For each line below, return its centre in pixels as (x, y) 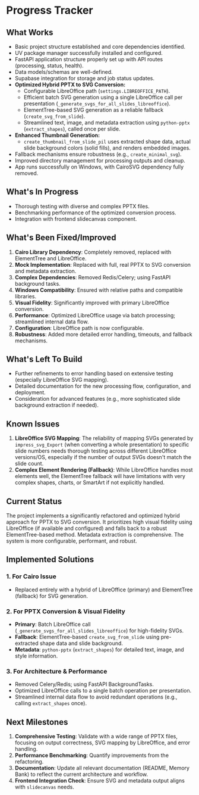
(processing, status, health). (49, 66)
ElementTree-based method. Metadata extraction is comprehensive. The (95, 535)
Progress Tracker (50, 10)
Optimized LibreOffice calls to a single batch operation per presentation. (103, 691)
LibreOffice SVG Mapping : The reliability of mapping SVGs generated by (104, 438)
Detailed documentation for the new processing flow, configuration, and (103, 386)
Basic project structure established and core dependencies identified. (100, 46)
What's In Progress (42, 192)
